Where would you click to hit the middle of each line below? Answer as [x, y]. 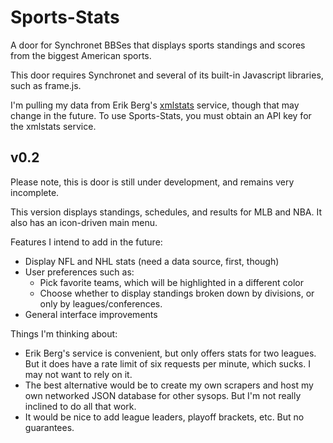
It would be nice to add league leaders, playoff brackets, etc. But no [164, 417]
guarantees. [49, 427]
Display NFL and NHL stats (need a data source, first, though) [152, 261]
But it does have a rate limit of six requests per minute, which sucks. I [167, 363]
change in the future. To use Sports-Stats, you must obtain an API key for [161, 115]
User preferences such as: [79, 272]
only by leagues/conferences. [101, 303]
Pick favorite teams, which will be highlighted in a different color [171, 282]
